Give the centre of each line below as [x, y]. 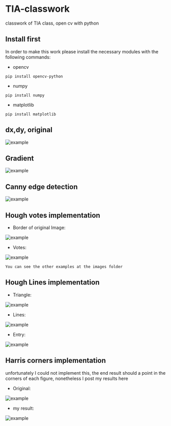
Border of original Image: [39, 228]
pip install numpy [25, 95]
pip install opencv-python [34, 76]
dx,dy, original [29, 130]
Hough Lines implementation [53, 282]
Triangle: [22, 295]
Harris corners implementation [56, 361]
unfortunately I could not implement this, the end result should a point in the [85, 373]
